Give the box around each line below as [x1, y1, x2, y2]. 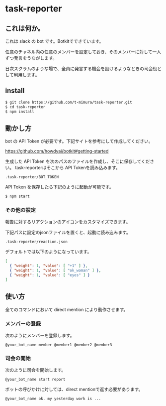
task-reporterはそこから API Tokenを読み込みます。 [14, 165, 120, 171]
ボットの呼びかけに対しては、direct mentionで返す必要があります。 [5, 387, 143, 393]
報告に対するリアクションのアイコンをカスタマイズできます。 [5, 219, 131, 225]
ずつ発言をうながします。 [5, 55, 57, 61]
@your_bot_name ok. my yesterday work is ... [5, 397, 101, 402]
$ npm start [5, 194, 30, 199]
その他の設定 [5, 207, 36, 214]
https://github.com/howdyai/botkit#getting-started [5, 148, 109, 154]
